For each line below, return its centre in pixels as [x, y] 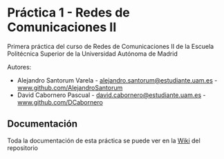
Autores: [19, 67]
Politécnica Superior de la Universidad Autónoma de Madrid [92, 54]
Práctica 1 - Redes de [68, 13]
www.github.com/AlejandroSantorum [70, 87]
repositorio [22, 148]
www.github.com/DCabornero [60, 102]
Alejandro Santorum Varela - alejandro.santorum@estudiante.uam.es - [117, 80]
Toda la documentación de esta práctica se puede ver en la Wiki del [104, 140]
